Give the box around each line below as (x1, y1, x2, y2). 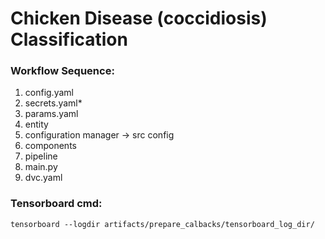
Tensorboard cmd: (10, 197, 103, 211)
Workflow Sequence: (10, 64, 115, 78)
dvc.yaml (24, 172, 63, 184)
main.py (24, 161, 58, 173)
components (24, 140, 77, 152)
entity (24, 118, 49, 131)
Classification (10, 28, 128, 51)
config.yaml (24, 87, 74, 99)
